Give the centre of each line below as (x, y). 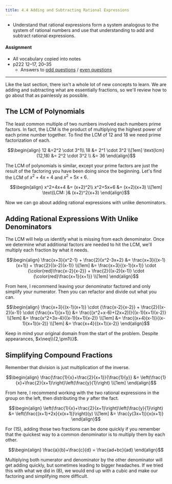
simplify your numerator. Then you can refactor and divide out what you (81, 292)
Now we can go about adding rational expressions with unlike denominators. (86, 203)
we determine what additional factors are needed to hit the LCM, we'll (79, 245)
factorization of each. (28, 140)
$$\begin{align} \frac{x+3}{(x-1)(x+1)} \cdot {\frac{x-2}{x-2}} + (73, 307)
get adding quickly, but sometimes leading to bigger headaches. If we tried (84, 465)
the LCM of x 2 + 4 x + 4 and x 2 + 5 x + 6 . (47, 177)
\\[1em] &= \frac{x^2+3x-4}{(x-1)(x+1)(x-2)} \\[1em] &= (64, 318)
